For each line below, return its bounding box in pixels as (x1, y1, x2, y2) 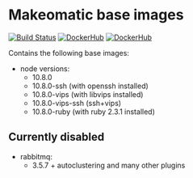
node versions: (19, 63, 70, 74)
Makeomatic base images (8, 6, 184, 24)
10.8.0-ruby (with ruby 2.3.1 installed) (31, 107, 156, 117)
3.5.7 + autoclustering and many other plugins (31, 160, 186, 170)
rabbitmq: (19, 151, 52, 161)
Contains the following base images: (8, 48, 129, 57)
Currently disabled (8, 130, 105, 144)
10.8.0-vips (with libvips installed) (31, 89, 144, 99)
